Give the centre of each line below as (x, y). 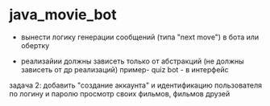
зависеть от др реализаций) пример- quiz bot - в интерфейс (125, 69)
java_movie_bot (63, 15)
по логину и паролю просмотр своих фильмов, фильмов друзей (120, 93)
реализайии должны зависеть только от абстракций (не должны (132, 61)
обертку (35, 45)
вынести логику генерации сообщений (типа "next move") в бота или (140, 37)
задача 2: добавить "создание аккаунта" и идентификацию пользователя (136, 85)
